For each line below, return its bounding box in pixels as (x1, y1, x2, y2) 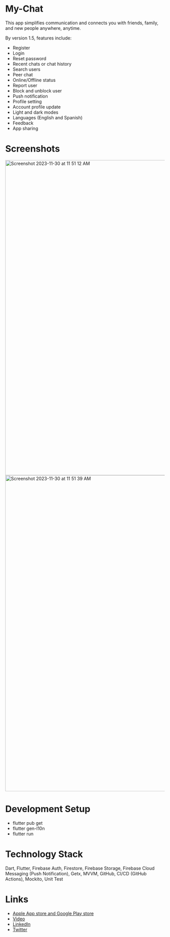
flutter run (12, 830, 34, 837)
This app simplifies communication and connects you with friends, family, (5, 20, 158, 26)
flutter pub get (12, 820, 43, 826)
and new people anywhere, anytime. (5, 25, 81, 31)
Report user (12, 82, 37, 88)
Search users (12, 66, 40, 72)
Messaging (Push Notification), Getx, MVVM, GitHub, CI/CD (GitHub (5, 870, 147, 876)
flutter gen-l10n (12, 825, 45, 831)
